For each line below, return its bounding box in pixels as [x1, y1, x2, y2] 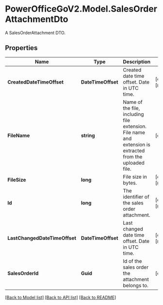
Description [123, 58, 151, 65]
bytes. [123, 179, 137, 186]
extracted [123, 147, 145, 154]
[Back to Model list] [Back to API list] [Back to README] [5, 294, 116, 300]
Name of [123, 99, 143, 105]
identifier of [123, 193, 149, 200]
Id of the [123, 257, 142, 264]
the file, [123, 104, 140, 111]
